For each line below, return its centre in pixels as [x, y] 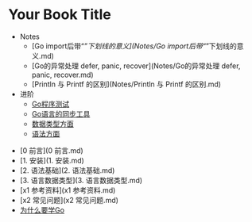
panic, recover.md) [62, 75]
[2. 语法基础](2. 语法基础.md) [67, 170]
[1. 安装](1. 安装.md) [52, 160]
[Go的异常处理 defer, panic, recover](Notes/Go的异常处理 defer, [136, 66]
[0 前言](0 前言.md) [51, 150]
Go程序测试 [50, 104]
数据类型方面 [52, 124]
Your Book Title [60, 15]
